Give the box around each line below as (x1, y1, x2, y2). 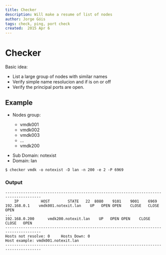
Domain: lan (12, 158, 37, 164)
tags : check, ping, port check (5, 21, 70, 26)
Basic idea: (5, 64, 28, 70)
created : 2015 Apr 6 (5, 26, 50, 31)
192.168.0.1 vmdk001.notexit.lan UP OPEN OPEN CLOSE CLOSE (5, 203, 160, 209)
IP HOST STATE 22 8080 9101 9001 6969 (14, 199, 157, 204)
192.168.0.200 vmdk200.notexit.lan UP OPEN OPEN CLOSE (5, 217, 151, 222)
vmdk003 (19, 132, 40, 138)
